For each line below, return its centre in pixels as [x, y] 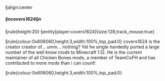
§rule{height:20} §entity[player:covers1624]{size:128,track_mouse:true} [80, 31]
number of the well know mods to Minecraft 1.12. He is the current [74, 52]
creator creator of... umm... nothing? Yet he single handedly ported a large [82, 47]
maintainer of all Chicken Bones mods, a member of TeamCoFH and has [80, 57]
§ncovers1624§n [23, 19]
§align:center [19, 7]
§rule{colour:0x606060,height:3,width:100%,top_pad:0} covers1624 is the [83, 41]
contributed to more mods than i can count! [51, 63]
